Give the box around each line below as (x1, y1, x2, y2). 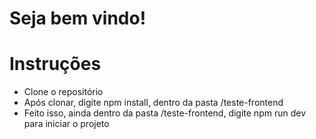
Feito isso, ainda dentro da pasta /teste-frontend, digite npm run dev (23, 107, 307, 119)
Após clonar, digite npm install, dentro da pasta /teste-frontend (23, 97, 284, 109)
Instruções (9, 53, 102, 76)
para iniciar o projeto (23, 118, 110, 130)
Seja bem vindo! (9, 7, 147, 30)
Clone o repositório (23, 86, 104, 98)
